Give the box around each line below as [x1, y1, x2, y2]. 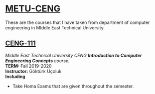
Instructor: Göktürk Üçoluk [5, 68, 62, 74]
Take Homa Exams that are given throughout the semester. [12, 83, 134, 89]
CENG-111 [5, 39, 36, 48]
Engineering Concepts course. [5, 58, 70, 64]
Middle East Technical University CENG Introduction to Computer [5, 52, 142, 58]
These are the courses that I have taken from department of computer [5, 19, 150, 25]
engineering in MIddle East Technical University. [5, 24, 105, 30]
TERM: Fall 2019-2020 [5, 63, 52, 69]
